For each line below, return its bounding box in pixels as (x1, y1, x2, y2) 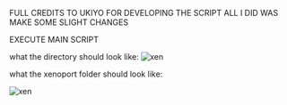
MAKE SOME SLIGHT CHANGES (9, 17, 128, 28)
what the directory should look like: (9, 52, 139, 61)
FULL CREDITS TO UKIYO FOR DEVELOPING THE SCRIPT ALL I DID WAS (9, 8, 279, 18)
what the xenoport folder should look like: (9, 69, 163, 79)
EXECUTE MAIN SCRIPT (9, 35, 99, 44)
